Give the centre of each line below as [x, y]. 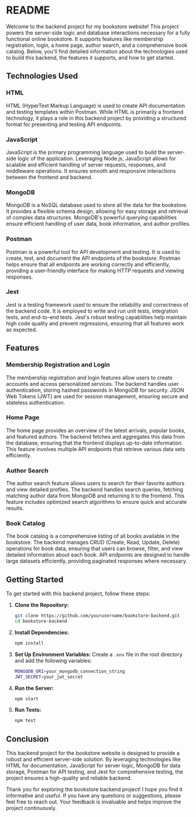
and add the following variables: [53, 660]
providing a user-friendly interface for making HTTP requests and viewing [95, 270]
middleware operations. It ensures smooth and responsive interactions [91, 171]
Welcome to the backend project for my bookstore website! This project [93, 26]
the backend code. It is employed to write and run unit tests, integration [92, 311]
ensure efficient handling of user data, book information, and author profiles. [98, 224]
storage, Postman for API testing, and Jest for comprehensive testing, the [94, 772]
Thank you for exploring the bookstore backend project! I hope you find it [94, 789]
